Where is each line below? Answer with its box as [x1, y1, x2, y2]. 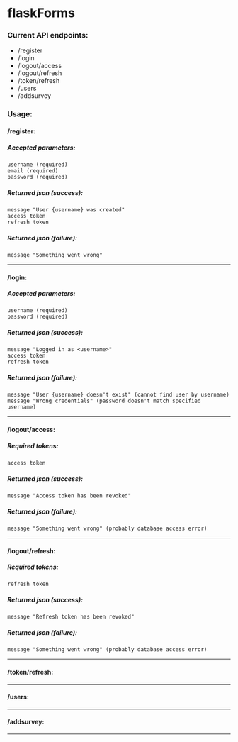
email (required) [7, 167, 59, 175]
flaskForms [7, 5, 76, 21]
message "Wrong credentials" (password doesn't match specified [7, 397, 201, 405]
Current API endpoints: [7, 31, 89, 40]
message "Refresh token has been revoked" [7, 614, 135, 621]
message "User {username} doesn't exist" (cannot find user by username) [7, 392, 230, 399]
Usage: [7, 109, 33, 119]
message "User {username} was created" [7, 206, 125, 214]
